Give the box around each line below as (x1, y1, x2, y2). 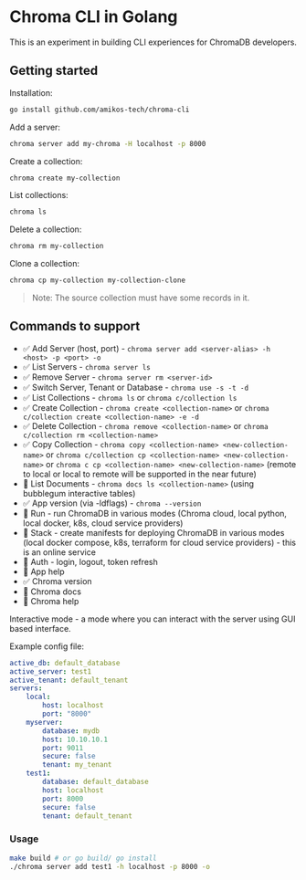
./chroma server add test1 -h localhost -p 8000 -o (9, 862, 210, 871)
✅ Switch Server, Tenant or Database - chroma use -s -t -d (22, 382, 249, 393)
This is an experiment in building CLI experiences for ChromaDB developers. (9, 37, 297, 47)
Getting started (9, 63, 99, 79)
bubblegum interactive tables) (22, 487, 136, 498)
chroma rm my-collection (9, 242, 104, 251)
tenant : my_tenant (42, 760, 112, 770)
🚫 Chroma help (22, 595, 79, 606)
